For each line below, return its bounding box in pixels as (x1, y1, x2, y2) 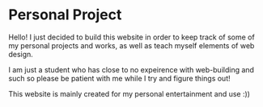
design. (8, 49, 34, 59)
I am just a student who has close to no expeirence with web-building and (8, 64, 255, 74)
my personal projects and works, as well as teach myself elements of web (8, 40, 255, 50)
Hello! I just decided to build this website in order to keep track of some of (8, 32, 255, 42)
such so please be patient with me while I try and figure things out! (8, 73, 231, 83)
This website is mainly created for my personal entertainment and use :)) (8, 88, 251, 98)
